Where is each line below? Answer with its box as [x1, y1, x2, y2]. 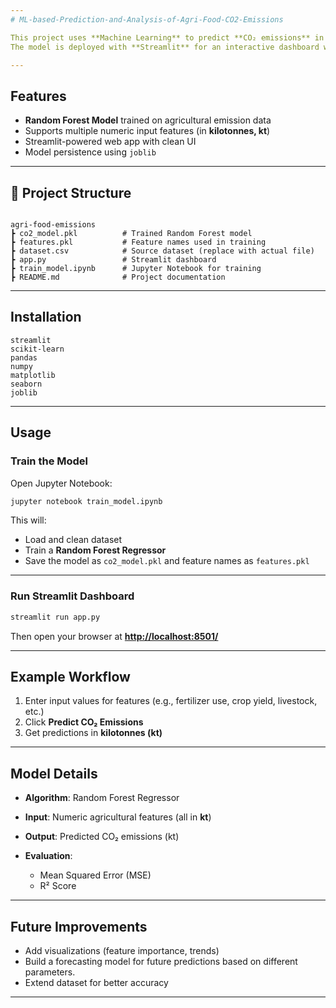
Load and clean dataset [24, 534, 123, 546]
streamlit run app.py [10, 612, 101, 622]
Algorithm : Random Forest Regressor [24, 792, 180, 804]
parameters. [24, 966, 76, 978]
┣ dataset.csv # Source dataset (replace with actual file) [10, 246, 315, 256]
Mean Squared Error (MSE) [39, 869, 152, 881]
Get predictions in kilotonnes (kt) [24, 727, 163, 739]
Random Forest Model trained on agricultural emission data [24, 114, 272, 126]
